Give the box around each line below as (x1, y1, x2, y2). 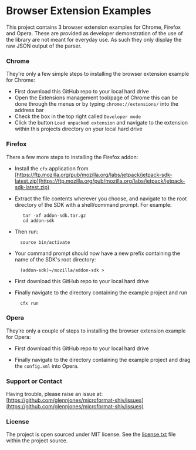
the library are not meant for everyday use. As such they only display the (6, 36, 182, 43)
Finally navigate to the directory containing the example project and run (14, 289, 188, 296)
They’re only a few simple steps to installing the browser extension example (6, 70, 190, 78)
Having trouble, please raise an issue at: (6, 391, 103, 398)
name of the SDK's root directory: (14, 256, 96, 263)
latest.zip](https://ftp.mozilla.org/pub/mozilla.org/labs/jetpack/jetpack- (14, 177, 185, 184)
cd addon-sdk (22, 217, 55, 224)
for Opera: (6, 333, 31, 340)
